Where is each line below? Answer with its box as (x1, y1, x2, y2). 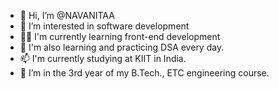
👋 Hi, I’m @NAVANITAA (19, 10, 115, 21)
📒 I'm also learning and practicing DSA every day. (19, 41, 225, 53)
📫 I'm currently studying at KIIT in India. (19, 53, 187, 64)
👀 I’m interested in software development (19, 20, 190, 32)
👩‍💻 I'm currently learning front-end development (19, 31, 221, 42)
